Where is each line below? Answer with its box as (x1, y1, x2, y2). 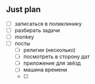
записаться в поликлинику (14, 20, 82, 27)
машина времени (23, 66, 67, 73)
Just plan (6, 5, 41, 15)
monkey (14, 33, 34, 40)
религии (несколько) (23, 47, 76, 54)
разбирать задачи (14, 26, 60, 34)
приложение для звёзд (23, 60, 81, 66)
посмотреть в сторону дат (23, 53, 90, 60)
